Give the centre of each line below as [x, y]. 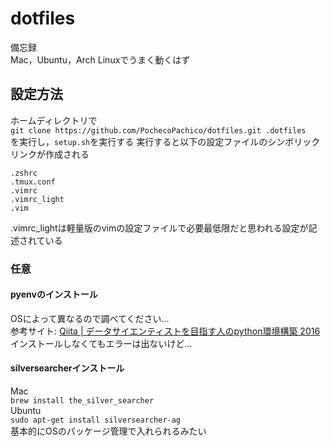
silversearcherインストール [67, 368]
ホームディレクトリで [54, 120]
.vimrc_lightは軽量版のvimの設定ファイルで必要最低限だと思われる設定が [159, 228]
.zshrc [24, 173]
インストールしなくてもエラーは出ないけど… [101, 343]
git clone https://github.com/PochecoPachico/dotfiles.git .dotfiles [158, 130]
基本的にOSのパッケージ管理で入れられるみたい [108, 431]
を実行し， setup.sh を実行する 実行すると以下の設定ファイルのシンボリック [165, 141]
